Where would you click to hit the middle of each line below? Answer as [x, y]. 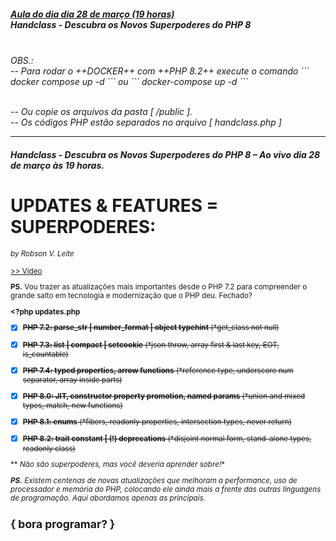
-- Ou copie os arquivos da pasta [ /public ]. [101, 111]
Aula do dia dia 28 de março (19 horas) [92, 14]
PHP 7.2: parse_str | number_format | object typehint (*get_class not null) [151, 328]
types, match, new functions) [72, 406]
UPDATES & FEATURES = [114, 205]
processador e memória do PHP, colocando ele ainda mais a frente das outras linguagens [166, 489]
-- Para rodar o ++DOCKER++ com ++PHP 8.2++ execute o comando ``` [160, 71]
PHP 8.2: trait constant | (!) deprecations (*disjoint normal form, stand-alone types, [167, 439]
